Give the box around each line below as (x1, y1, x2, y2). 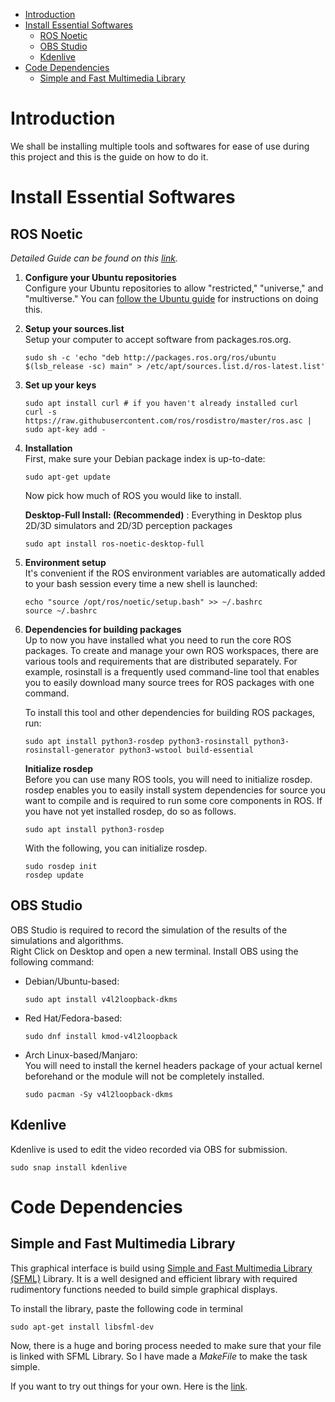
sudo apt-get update (24, 472, 111, 482)
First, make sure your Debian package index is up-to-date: (24, 452, 266, 464)
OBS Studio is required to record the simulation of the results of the (10, 924, 288, 936)
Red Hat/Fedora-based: (24, 1012, 123, 1024)
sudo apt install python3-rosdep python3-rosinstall (24, 736, 250, 746)
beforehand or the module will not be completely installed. (24, 1070, 265, 1082)
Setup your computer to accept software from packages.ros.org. (24, 333, 292, 345)
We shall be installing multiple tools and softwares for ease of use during (10, 140, 310, 152)
